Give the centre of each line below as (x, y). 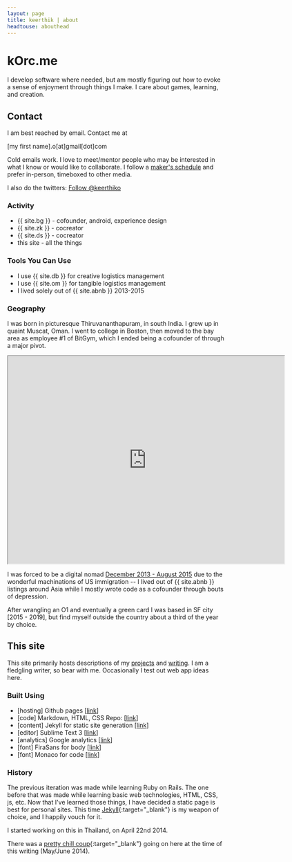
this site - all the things (50, 243)
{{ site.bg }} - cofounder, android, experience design (92, 221)
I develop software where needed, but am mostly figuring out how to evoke (114, 80)
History (20, 773)
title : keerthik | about (43, 20)
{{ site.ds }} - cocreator (50, 235)
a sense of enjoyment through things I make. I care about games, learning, (113, 87)
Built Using (26, 695)
